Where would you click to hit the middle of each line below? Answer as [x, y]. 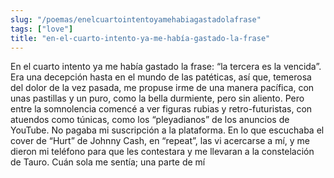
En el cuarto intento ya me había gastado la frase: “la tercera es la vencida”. [166, 67]
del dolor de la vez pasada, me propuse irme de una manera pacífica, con [162, 88]
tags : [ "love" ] [42, 29]
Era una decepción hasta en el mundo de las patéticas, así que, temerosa [161, 77]
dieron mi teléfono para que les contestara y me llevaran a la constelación [162, 152]
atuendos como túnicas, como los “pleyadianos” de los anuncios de [150, 120]
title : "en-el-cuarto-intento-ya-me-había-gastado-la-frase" [140, 38]
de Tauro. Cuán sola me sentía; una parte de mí [108, 162]
